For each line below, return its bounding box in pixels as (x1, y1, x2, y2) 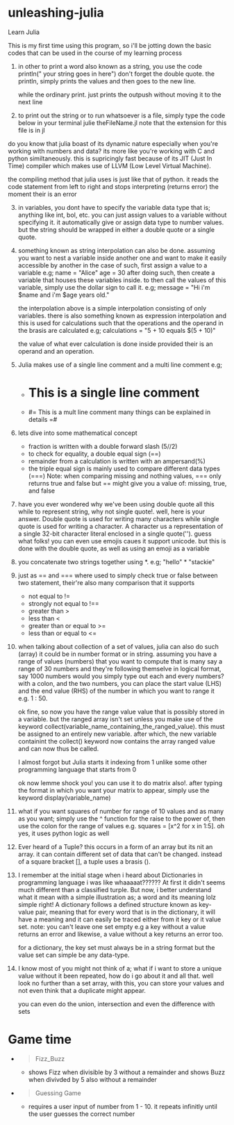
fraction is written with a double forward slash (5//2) (28, 442, 178, 450)
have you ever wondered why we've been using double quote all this (17, 500, 215, 508)
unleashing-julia (8, 5, 105, 21)
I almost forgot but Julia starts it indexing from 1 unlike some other (17, 757, 208, 766)
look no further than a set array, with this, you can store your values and (17, 978, 224, 987)
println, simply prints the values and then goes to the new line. (17, 76, 197, 85)
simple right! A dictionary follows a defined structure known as (17, 900, 197, 908)
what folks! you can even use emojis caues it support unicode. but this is (17, 536, 226, 545)
